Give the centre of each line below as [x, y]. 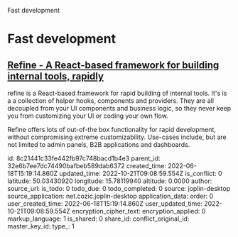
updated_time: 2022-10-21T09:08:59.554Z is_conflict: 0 [141, 173]
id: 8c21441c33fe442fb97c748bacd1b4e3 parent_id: [84, 158]
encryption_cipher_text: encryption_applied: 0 [139, 211]
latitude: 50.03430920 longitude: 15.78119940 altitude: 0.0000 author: [110, 181]
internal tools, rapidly [56, 76]
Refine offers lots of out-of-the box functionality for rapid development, [112, 129]
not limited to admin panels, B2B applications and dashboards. [99, 144]
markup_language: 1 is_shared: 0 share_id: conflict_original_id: [98, 219]
